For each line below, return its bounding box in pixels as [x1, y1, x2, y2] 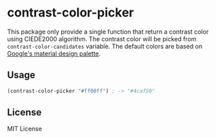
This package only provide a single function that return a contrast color [7, 27, 209, 36]
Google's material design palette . [7, 49, 101, 58]
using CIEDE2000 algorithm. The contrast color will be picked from [7, 34, 197, 43]
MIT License [7, 125, 43, 133]
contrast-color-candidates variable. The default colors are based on [7, 42, 203, 50]
